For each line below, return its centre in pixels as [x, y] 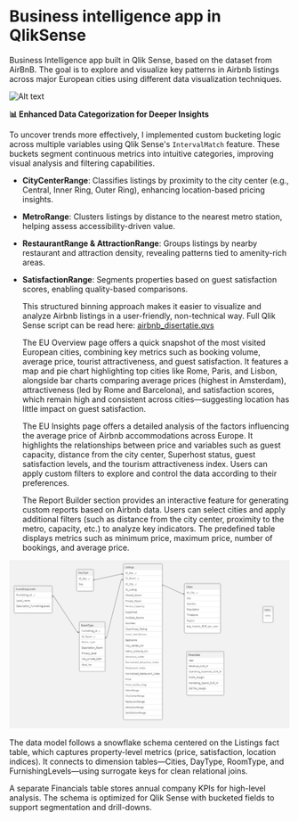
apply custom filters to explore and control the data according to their [149, 473]
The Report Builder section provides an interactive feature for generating [155, 500]
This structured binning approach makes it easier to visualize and [142, 306]
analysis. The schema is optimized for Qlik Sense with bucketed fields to [142, 797]
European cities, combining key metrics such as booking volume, [141, 352]
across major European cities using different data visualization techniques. [146, 78]
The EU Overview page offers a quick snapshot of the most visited [144, 342]
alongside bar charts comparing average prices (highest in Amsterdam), [154, 380]
